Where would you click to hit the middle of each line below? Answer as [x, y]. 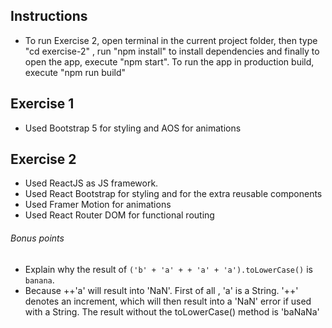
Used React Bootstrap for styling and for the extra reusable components [173, 194]
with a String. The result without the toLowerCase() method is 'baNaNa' [172, 311]
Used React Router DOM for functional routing [119, 215]
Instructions [49, 16]
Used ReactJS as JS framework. [91, 183]
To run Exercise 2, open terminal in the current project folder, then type [171, 40]
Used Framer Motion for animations [98, 205]
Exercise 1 [42, 104]
